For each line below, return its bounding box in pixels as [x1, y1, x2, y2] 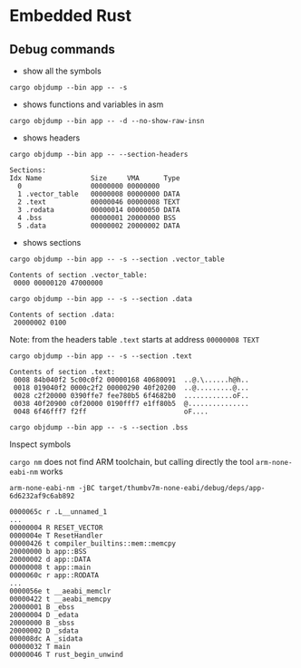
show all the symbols [22, 65, 102, 76]
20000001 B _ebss [9, 603, 75, 612]
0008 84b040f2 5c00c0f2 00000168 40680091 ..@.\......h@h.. [13, 375, 249, 384]
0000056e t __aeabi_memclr [9, 586, 112, 595]
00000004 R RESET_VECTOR [9, 523, 103, 532]
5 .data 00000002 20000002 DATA [17, 221, 180, 230]
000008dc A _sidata [9, 634, 83, 644]
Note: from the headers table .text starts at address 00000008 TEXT [9, 334, 260, 344]
